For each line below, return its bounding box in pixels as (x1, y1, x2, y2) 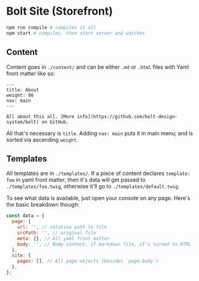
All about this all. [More (6, 113, 75, 119)
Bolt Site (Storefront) (6, 4, 113, 18)
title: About (6, 87, 39, 93)
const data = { (6, 213, 45, 219)
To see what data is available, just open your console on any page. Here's (6, 194, 191, 202)
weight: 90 (6, 92, 34, 98)
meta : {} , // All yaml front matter (17, 235, 110, 241)
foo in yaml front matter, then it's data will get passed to (6, 176, 146, 183)
